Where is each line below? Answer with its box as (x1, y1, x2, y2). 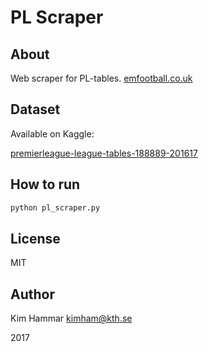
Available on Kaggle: (10, 127, 95, 140)
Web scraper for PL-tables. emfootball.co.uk (10, 72, 193, 84)
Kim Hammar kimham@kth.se (10, 312, 133, 325)
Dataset (10, 101, 61, 118)
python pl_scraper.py (10, 202, 101, 213)
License (10, 230, 61, 247)
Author (10, 286, 55, 303)
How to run (10, 176, 81, 193)
